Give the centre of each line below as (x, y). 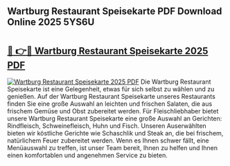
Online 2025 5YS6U (51, 22)
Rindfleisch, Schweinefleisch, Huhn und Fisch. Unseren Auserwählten (107, 126)
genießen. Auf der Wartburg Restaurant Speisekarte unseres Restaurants (112, 96)
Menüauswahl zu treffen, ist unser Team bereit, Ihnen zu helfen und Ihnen (113, 148)
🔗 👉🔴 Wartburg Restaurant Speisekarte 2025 (108, 51)
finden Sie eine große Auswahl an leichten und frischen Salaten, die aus (110, 104)
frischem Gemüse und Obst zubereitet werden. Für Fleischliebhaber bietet (113, 111)
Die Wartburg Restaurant (176, 82)
